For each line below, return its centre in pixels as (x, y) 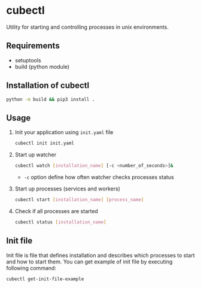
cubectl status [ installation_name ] (60, 222)
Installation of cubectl (48, 85)
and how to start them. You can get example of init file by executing (89, 262)
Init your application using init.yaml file (64, 132)
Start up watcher (36, 155)
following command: (31, 268)
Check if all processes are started (57, 211)
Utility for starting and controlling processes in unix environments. (87, 27)
